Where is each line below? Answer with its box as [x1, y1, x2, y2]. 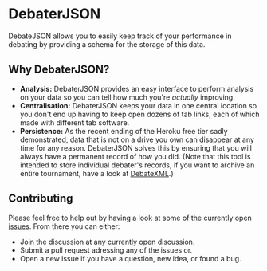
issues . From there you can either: [8, 221, 120, 231]
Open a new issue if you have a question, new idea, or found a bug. [19, 253, 241, 263]
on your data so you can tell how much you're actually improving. [19, 92, 235, 102]
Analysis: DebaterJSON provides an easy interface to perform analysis [19, 84, 254, 93]
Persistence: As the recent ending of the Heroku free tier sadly [19, 126, 229, 135]
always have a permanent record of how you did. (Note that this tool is [19, 151, 251, 161]
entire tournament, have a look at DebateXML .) [19, 168, 174, 178]
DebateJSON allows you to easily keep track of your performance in [8, 31, 232, 41]
